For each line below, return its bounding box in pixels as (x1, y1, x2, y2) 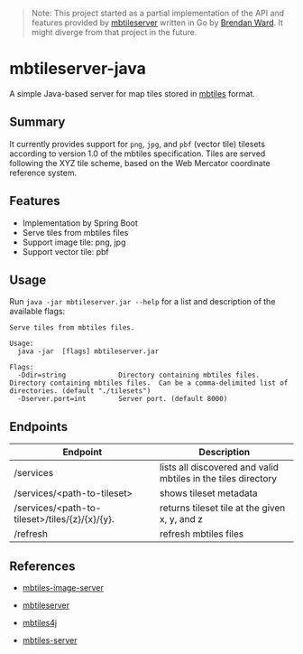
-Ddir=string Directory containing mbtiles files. (17, 370, 260, 380)
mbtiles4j (22, 618, 57, 628)
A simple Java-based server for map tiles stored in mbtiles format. (9, 88, 255, 98)
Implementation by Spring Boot (22, 217, 138, 229)
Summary (9, 115, 66, 130)
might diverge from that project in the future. (31, 27, 197, 37)
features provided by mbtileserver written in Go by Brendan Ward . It (31, 17, 284, 28)
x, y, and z (159, 513, 203, 526)
